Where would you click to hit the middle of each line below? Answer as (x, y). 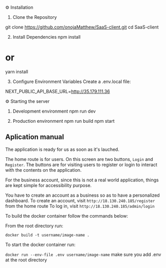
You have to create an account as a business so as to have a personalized (82, 195)
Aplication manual (35, 137)
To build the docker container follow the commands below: (67, 216)
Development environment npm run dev (54, 111)
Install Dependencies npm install (46, 37)
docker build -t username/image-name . (47, 235)
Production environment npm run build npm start (63, 121)
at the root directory (26, 260)
